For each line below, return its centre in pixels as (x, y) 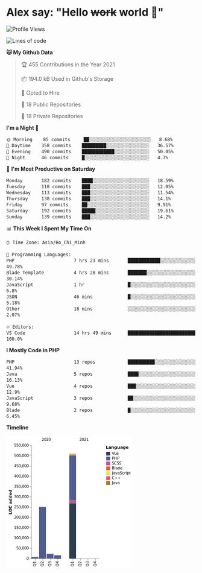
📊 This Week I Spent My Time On (49, 228)
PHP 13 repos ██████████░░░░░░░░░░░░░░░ (101, 362)
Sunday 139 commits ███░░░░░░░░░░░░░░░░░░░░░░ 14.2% (89, 217)
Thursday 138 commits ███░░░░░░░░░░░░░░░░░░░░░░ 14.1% (89, 198)
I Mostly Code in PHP (33, 350)
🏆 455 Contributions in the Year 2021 (68, 64)
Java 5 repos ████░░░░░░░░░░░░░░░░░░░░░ (101, 374)
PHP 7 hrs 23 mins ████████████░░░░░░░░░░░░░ (101, 261)
